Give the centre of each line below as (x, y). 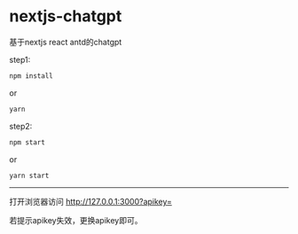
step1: (20, 59)
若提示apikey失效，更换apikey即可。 (76, 221)
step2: (21, 126)
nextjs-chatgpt (66, 16)
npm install (31, 76)
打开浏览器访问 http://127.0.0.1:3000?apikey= (91, 202)
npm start (27, 142)
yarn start (29, 175)
